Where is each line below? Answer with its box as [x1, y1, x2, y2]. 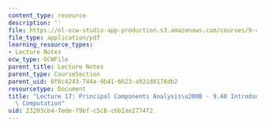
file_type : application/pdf [8, 33, 101, 42]
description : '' [8, 19, 62, 27]
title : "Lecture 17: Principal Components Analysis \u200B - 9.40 [8, 92, 227, 100]
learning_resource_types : [8, 41, 93, 49]
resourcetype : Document [8, 84, 87, 93]
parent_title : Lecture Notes [8, 63, 104, 71]
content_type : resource [8, 11, 87, 20]
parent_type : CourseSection [8, 70, 101, 78]
